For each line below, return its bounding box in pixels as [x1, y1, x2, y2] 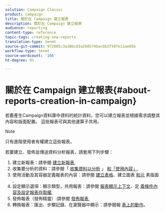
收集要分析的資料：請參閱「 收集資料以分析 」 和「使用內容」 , [12, 166, 139, 172]
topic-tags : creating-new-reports [5, 35, 77, 40]
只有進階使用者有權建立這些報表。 [5, 139, 75, 144]
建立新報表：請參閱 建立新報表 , [12, 160, 76, 166]
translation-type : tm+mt [5, 39, 56, 44]
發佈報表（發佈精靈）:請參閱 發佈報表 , [12, 196, 90, 202]
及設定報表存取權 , [16, 189, 53, 195]
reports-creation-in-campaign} [5, 96, 137, 106]
